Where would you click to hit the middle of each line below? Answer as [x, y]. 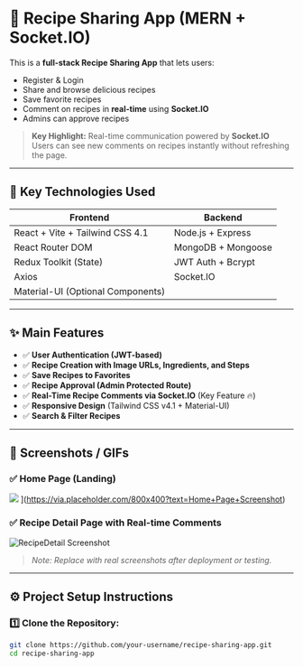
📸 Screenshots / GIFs [69, 453]
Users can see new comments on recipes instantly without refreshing [161, 145]
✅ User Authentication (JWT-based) [92, 355]
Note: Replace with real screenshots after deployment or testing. [151, 560]
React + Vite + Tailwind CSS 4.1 [81, 232]
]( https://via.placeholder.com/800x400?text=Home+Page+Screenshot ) [153, 499]
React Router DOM [53, 247]
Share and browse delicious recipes [89, 89]
